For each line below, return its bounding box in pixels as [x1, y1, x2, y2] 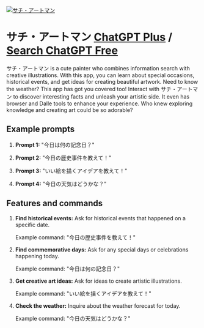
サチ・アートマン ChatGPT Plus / [6, 31, 173, 44]
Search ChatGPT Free [6, 43, 118, 58]
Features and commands [6, 198, 103, 209]
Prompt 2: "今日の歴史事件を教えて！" [15, 154, 112, 162]
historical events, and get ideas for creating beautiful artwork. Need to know [6, 78, 199, 85]
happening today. [15, 252, 60, 259]
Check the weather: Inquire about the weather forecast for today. [15, 302, 181, 309]
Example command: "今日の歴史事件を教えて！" [15, 233, 136, 241]
